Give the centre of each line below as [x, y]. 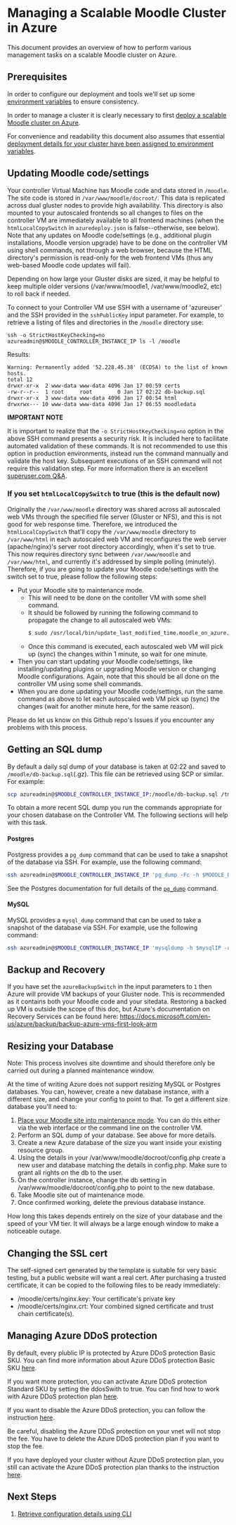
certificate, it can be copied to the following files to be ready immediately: [114, 1285]
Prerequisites [37, 77]
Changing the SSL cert [58, 1253]
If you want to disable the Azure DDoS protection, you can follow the [106, 1410]
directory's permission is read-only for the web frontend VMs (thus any [110, 258]
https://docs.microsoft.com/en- [165, 1017]
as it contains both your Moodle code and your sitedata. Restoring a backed [117, 1001]
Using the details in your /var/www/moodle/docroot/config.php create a [122, 1158]
